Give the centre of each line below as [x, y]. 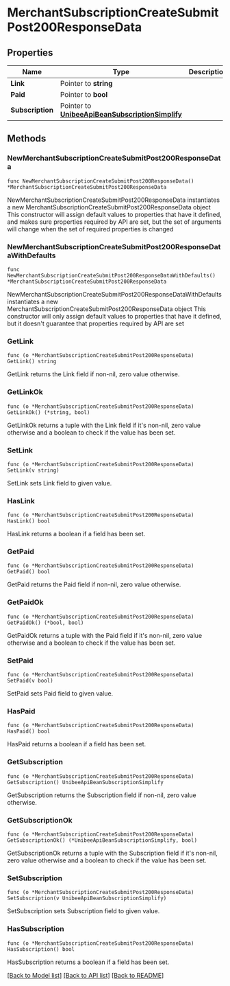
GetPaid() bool [29, 572]
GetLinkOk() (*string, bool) [49, 412]
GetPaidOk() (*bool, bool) [46, 623]
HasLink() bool [29, 521]
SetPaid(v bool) [30, 681]
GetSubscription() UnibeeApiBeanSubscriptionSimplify [86, 782]
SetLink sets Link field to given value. [60, 483]
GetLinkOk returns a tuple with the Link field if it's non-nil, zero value [104, 425]
